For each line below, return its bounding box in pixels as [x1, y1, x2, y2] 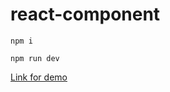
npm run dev [10, 53, 60, 63]
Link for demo [10, 71, 68, 83]
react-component [10, 3, 161, 26]
